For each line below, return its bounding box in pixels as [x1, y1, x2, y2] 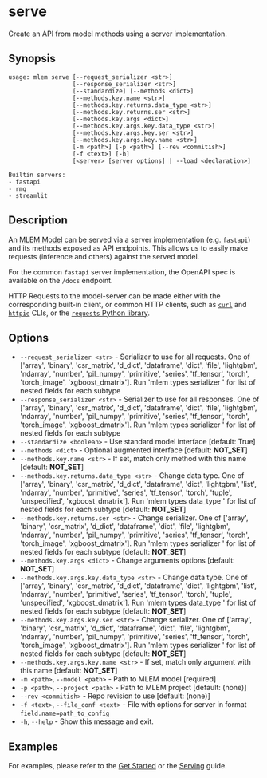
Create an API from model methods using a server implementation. [8, 29, 227, 38]
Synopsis [8, 52, 56, 65]
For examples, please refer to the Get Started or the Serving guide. [8, 761, 227, 771]
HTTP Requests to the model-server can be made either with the [8, 290, 221, 301]
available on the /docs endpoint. [8, 275, 113, 285]
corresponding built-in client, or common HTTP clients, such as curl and [8, 299, 247, 309]
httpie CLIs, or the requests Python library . [8, 308, 150, 318]
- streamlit [8, 192, 48, 199]
